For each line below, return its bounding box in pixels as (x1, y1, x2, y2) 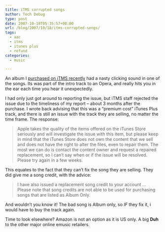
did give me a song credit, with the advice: (5, 172, 92, 178)
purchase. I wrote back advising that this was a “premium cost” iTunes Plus (5, 106, 158, 112)
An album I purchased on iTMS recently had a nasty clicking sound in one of (5, 75, 160, 81)
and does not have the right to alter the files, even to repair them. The (17, 141, 159, 148)
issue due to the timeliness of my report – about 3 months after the (5, 100, 140, 106)
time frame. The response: (5, 116, 59, 122)
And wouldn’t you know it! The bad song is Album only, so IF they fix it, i (5, 201, 151, 207)
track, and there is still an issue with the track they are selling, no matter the (5, 111, 159, 117)
